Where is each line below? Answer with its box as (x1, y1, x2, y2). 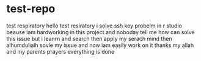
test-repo (6, 2, 56, 16)
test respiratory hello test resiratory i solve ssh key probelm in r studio (6, 22, 182, 29)
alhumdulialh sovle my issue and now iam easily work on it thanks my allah (6, 41, 194, 49)
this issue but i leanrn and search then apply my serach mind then (6, 35, 172, 42)
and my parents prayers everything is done (6, 48, 115, 55)
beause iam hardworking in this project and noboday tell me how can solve (6, 28, 195, 35)
